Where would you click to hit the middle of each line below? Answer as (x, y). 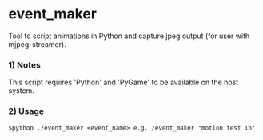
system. (21, 91)
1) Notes (25, 64)
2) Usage (26, 111)
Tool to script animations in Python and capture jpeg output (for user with (129, 36)
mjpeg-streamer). (37, 44)
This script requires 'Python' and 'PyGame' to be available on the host (124, 82)
